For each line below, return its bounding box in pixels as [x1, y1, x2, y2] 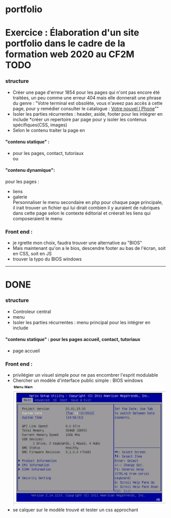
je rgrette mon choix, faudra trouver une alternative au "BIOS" [12, 240, 142, 246]
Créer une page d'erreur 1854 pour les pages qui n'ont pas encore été [12, 89, 160, 95]
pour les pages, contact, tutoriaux [12, 150, 84, 156]
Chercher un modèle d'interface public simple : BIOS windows [12, 377, 144, 383]
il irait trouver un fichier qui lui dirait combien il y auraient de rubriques [12, 205, 160, 211]
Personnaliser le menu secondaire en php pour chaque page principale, [12, 199, 163, 205]
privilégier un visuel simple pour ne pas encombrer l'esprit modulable [12, 372, 158, 378]
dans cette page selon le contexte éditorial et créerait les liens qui [12, 210, 151, 216]
